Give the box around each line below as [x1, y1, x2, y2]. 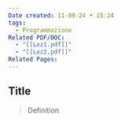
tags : [8, 19, 26, 27]
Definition [27, 105, 59, 115]
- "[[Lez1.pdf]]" [15, 41, 72, 49]
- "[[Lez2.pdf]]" [15, 48, 72, 56]
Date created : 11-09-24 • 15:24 [8, 11, 114, 20]
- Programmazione [15, 26, 72, 34]
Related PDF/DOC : [8, 33, 65, 42]
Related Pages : [8, 56, 58, 64]
